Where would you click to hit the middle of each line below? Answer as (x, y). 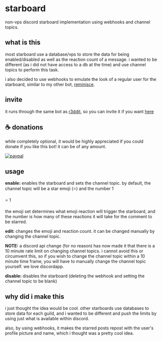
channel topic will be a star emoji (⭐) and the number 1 (59, 189)
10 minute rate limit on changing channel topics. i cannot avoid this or (74, 251)
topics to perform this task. (32, 70)
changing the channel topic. (33, 236)
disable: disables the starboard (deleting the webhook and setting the (75, 276)
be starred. (16, 222)
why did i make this (35, 296)
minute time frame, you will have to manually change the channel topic (76, 262)
